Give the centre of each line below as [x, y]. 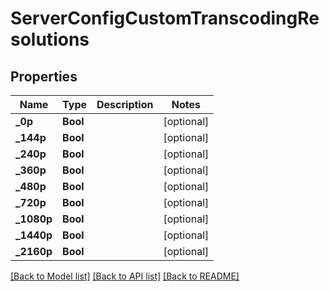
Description [125, 104]
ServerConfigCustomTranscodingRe [165, 18]
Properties [44, 76]
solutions [50, 39]
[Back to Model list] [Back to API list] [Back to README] [125, 276]
